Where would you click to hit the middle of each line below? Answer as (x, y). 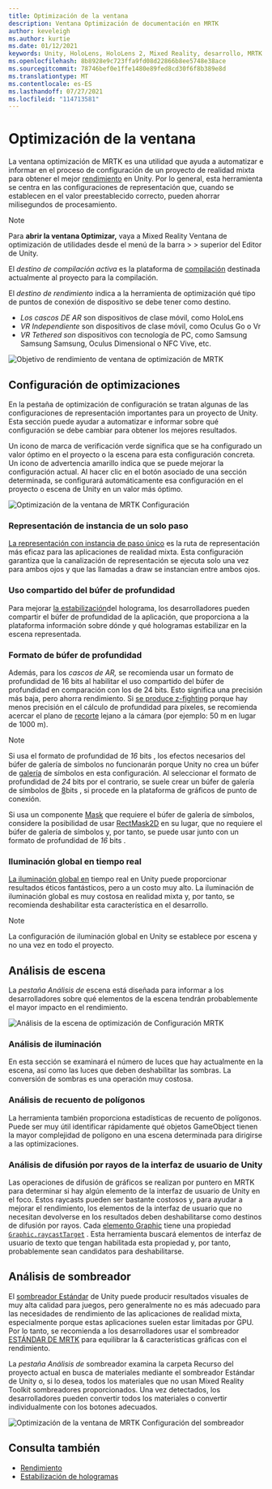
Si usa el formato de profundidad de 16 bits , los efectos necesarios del (127, 755)
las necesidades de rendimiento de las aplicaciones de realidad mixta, (125, 1313)
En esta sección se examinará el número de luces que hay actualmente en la (136, 1062)
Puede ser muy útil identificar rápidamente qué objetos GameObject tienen (133, 1126)
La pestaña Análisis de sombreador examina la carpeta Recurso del (121, 1363)
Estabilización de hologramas (69, 1476)
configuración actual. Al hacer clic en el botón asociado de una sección (127, 472)
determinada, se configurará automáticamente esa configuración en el (126, 480)
